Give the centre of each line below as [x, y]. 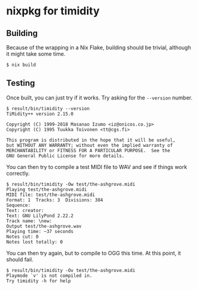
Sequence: [19, 205]
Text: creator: [25, 210]
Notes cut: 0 [22, 237]
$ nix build [21, 65]
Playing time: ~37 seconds [40, 231]
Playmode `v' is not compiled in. [49, 276]
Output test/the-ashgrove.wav [44, 226]
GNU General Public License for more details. [65, 156]
